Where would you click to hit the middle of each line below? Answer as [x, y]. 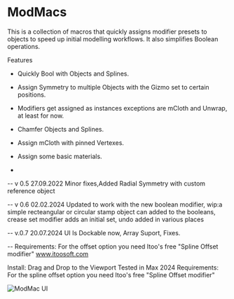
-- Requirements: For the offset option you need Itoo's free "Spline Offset [113, 246]
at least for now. [41, 116]
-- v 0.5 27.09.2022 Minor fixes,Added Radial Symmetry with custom [106, 183]
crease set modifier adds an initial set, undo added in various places [106, 219]
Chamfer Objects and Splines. [61, 129]
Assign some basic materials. [60, 156]
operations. [24, 46]
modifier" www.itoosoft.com [48, 253]
